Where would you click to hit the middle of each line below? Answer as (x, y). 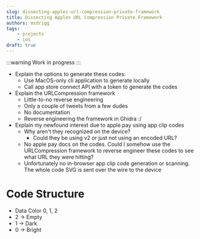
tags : (13, 29)
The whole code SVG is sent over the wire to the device (92, 169)
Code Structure (45, 194)
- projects (31, 34)
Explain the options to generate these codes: (70, 74)
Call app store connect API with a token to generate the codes (101, 86)
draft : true (21, 46)
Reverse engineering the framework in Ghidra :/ (83, 118)
